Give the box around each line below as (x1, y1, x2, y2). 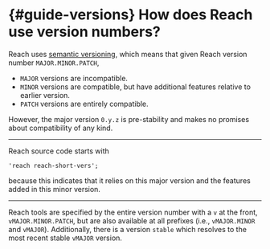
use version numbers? (8, 22, 161, 41)
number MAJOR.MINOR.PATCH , (8, 58, 100, 67)
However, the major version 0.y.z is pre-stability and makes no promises (8, 114, 250, 124)
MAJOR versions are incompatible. (19, 73, 129, 83)
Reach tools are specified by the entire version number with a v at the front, (8, 207, 259, 217)
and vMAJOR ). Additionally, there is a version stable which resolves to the (8, 224, 247, 234)
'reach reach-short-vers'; (8, 161, 99, 169)
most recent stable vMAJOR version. (8, 233, 123, 243)
